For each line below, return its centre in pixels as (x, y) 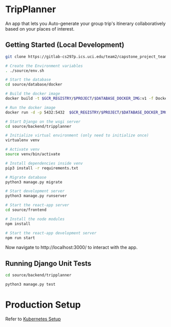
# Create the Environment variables (44, 66)
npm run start (20, 238)
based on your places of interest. (40, 29)
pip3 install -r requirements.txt (42, 168)
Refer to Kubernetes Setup (33, 319)
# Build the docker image (33, 94)
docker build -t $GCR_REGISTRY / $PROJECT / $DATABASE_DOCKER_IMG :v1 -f (79, 98)
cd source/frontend (26, 210)
